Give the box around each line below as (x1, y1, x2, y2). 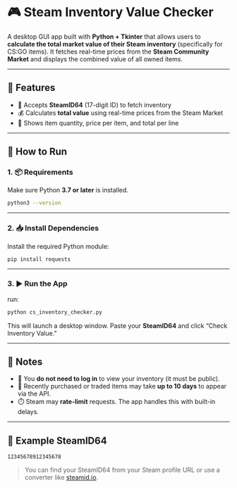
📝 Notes (7, 356, 43, 368)
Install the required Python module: (7, 242, 109, 250)
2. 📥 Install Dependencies (7, 224, 99, 233)
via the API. (17, 389, 51, 398)
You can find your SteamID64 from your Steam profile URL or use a (24, 465, 220, 475)
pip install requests (7, 255, 71, 263)
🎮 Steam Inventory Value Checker (7, 4, 214, 20)
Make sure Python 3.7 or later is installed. (7, 186, 129, 195)
